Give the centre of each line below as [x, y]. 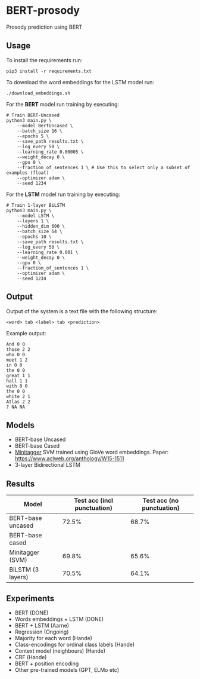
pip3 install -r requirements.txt [49, 71]
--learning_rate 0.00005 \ [50, 152]
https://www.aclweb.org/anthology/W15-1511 [69, 458]
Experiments [30, 598]
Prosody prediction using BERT [44, 27]
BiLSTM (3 [24, 570]
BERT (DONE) [32, 613]
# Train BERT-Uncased [33, 115]
